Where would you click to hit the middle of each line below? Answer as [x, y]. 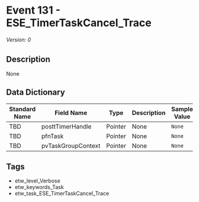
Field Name [71, 113]
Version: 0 [19, 40]
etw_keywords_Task [39, 187]
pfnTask [52, 136]
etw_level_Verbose [37, 181]
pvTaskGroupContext [71, 146]
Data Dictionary [36, 92]
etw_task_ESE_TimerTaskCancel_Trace [62, 194]
